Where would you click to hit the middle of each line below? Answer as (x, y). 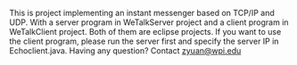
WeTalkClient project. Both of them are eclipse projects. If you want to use (145, 32)
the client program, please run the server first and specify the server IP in (144, 41)
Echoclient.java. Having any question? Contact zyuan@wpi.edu (125, 51)
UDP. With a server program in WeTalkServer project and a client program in (149, 22)
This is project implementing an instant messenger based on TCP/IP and (142, 13)
